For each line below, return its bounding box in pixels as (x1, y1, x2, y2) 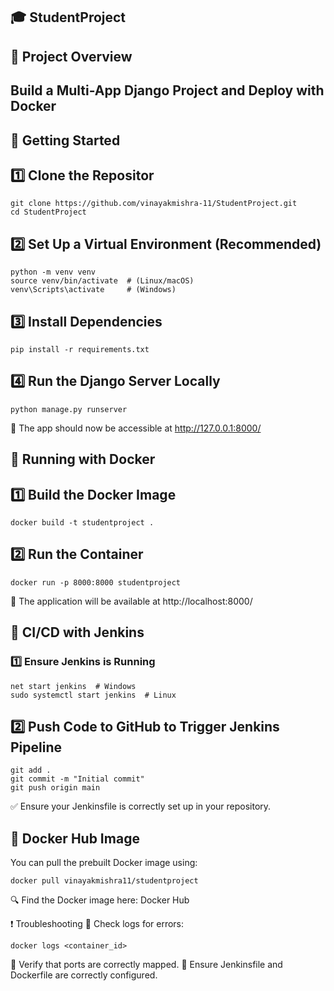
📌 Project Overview (10, 48, 133, 65)
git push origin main (10, 783, 101, 793)
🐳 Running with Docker (10, 451, 156, 468)
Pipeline (10, 739, 63, 756)
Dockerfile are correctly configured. (10, 969, 158, 981)
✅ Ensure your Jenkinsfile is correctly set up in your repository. (10, 800, 272, 813)
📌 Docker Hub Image (10, 830, 140, 847)
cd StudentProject (10, 207, 87, 218)
